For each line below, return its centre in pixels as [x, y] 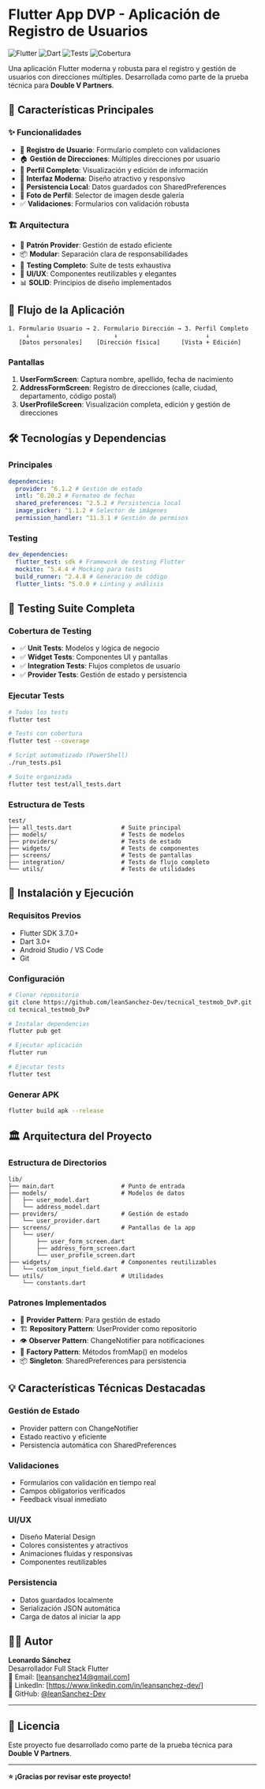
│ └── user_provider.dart [54, 1221]
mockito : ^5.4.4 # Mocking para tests [79, 570]
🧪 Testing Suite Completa [72, 609]
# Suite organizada [40, 777]
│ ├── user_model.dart [49, 1200]
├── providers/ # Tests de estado [95, 841]
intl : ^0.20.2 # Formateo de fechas [75, 496]
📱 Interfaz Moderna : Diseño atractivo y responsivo [102, 178]
